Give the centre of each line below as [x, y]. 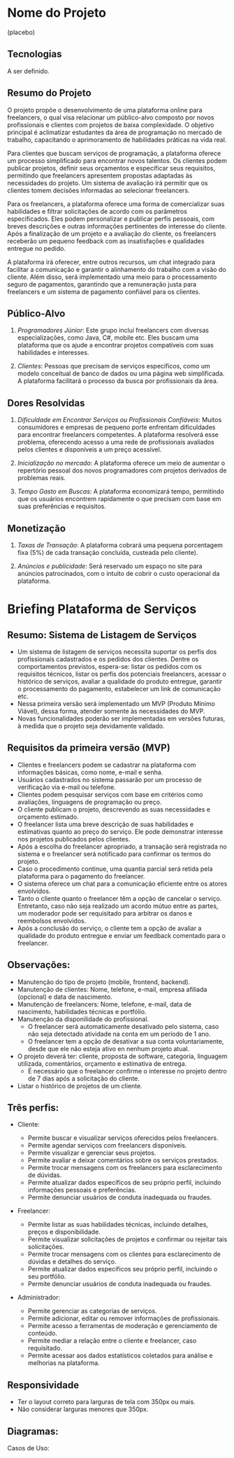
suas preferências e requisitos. [61, 506]
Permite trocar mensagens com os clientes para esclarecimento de [124, 1254]
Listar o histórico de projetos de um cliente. [80, 1085]
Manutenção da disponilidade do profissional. [83, 1019]
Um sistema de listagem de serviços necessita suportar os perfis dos [117, 652]
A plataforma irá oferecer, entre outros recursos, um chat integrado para [111, 262]
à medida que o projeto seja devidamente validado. [91, 726]
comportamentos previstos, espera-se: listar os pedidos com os [109, 666]
